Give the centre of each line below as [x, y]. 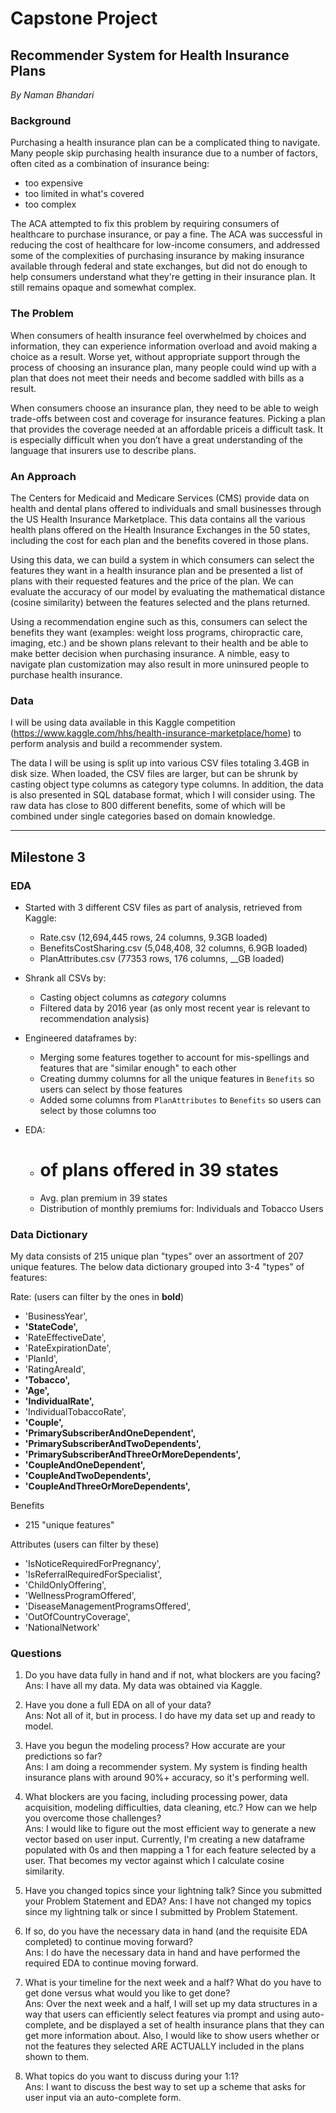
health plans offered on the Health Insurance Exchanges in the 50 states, [160, 529]
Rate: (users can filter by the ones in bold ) [97, 1297]
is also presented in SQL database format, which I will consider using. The [163, 795]
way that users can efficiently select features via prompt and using [162, 2014]
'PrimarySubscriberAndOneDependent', [110, 1433]
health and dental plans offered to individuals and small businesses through [166, 508]
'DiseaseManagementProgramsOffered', [108, 1606]
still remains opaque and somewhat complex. [103, 288]
